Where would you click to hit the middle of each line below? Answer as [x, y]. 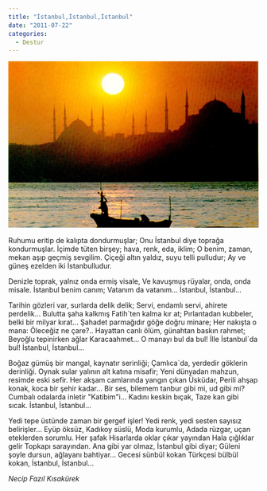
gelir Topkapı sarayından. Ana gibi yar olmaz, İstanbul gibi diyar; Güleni [124, 446]
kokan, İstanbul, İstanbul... [51, 463]
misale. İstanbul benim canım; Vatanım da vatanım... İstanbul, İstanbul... [125, 290]
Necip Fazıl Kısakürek [44, 479]
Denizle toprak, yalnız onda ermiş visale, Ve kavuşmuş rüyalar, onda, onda [130, 281]
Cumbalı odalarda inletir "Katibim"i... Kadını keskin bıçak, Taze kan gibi [124, 397]
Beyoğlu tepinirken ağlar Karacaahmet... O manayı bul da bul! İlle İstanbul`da [133, 340]
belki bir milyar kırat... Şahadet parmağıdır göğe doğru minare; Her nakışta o [132, 322]
